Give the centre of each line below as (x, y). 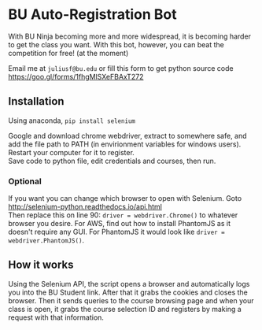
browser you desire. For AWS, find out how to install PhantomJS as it (119, 224)
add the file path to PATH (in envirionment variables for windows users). (125, 144)
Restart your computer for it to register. (72, 152)
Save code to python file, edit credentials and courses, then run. (112, 161)
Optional (25, 181)
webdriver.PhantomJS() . (46, 240)
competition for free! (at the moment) (68, 53)
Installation (36, 101)
